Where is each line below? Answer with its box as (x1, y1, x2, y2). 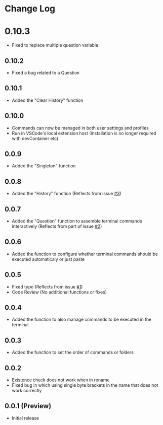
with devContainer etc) (11, 135, 59, 142)
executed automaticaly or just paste (11, 256, 85, 262)
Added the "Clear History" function (11, 97, 83, 103)
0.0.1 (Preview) (4, 402, 51, 410)
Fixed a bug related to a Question (11, 70, 80, 75)
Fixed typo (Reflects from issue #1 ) (11, 283, 83, 289)
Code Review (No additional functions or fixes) (11, 289, 107, 295)
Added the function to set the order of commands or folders (11, 350, 134, 355)
